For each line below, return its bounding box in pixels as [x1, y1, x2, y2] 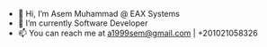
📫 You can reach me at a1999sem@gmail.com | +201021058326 [17, 27, 258, 38]
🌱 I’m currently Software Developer [17, 18, 148, 28]
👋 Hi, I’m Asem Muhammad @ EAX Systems [17, 9, 180, 19]
